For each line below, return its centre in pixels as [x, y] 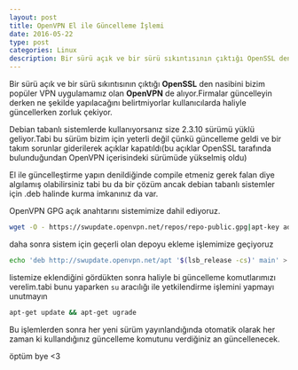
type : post [29, 42]
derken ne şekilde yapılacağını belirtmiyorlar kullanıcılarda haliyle [128, 102]
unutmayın [28, 296]
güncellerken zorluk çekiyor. [61, 112]
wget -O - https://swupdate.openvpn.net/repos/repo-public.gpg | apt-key [144, 227]
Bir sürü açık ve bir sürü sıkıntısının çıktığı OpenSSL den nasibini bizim [137, 84]
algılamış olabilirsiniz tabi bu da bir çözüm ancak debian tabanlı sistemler [142, 184]
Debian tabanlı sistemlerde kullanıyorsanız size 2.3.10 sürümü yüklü [132, 129]
